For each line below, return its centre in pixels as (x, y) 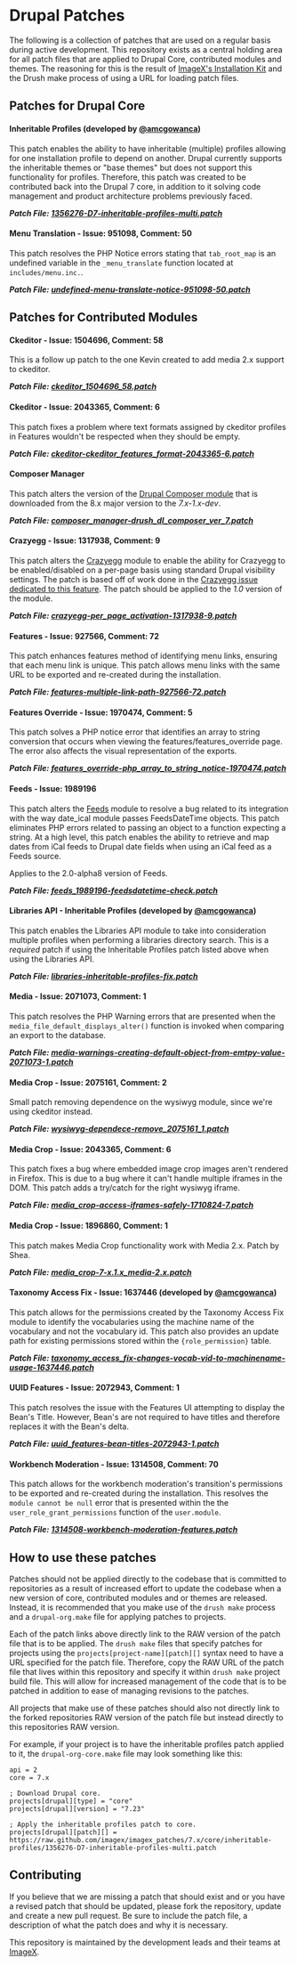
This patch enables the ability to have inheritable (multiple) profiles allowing (148, 149)
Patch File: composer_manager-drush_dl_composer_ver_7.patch (131, 520)
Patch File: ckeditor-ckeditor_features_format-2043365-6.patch (132, 453)
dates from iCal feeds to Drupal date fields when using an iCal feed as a (140, 846)
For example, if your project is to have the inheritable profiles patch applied (147, 1744)
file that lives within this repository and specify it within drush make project (145, 1671)
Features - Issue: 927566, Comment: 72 (84, 636)
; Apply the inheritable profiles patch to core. (103, 1824)
